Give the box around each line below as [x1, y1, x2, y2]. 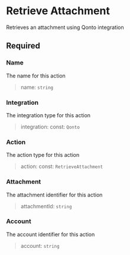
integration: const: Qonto [20, 123, 80, 130]
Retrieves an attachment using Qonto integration [6, 24, 124, 31]
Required [6, 41, 40, 51]
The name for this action [6, 72, 66, 79]
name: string [20, 83, 54, 91]
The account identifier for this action [6, 231, 95, 238]
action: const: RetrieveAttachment [20, 163, 103, 170]
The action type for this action [6, 151, 80, 159]
